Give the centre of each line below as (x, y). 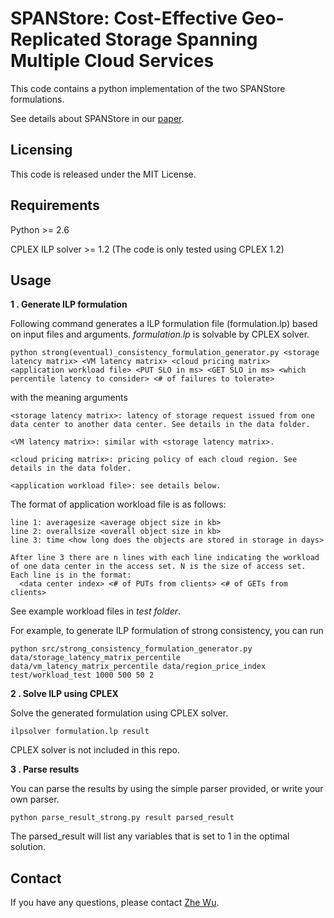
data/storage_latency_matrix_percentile (96, 658)
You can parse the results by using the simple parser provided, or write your (167, 789)
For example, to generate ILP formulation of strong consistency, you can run (167, 631)
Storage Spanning (181, 39)
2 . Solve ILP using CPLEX (64, 694)
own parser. (35, 799)
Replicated (56, 39)
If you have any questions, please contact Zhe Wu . (115, 903)
